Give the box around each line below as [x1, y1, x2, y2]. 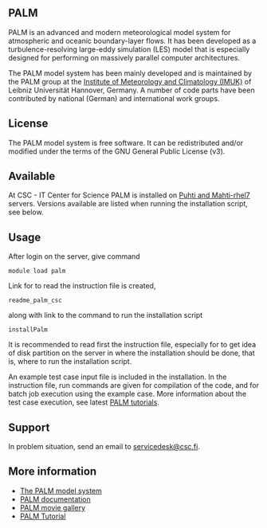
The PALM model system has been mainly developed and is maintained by [8, 68, 253, 78]
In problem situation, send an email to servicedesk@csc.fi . [8, 442, 201, 452]
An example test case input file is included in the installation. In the [8, 372, 227, 381]
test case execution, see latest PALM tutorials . [8, 397, 159, 407]
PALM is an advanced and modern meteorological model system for [8, 27, 231, 37]
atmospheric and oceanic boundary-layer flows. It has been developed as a [8, 36, 257, 45]
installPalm [8, 326, 48, 334]
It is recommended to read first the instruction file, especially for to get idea [8, 340, 257, 350]
